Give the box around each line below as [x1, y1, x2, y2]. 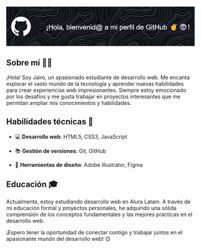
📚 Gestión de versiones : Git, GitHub [14, 147, 106, 154]
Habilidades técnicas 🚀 [6, 116, 94, 127]
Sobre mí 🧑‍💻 [6, 58, 53, 68]
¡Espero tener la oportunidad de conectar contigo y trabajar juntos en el [6, 229, 183, 236]
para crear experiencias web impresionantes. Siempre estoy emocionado [6, 86, 187, 94]
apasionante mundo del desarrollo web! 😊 [6, 235, 111, 243]
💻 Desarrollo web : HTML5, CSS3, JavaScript [14, 133, 127, 140]
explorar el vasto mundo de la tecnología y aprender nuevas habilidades [6, 80, 184, 87]
